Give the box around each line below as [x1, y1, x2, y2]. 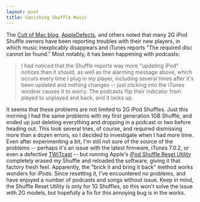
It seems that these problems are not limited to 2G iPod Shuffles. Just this [6, 106, 188, 113]
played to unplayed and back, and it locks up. [20, 94, 133, 101]
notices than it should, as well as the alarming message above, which [20, 68, 192, 75]
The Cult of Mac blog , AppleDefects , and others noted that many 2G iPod [6, 31, 188, 38]
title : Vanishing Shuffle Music [6, 14, 87, 21]
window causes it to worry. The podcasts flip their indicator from [20, 87, 181, 95]
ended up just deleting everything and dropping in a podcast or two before [6, 118, 191, 125]
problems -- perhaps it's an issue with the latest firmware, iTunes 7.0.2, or [6, 144, 189, 151]
